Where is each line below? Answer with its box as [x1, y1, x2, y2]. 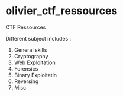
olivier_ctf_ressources [5, 4, 118, 18]
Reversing [14, 78, 39, 85]
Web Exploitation [14, 59, 56, 66]
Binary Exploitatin [14, 71, 57, 78]
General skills [14, 46, 47, 54]
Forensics [14, 65, 38, 72]
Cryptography [14, 52, 48, 59]
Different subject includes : [5, 35, 72, 42]
